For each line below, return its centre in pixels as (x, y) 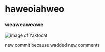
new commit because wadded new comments (52, 45)
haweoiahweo (35, 9)
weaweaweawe (24, 25)
